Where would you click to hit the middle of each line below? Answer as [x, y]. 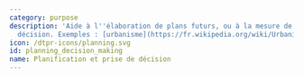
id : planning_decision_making [66, 51]
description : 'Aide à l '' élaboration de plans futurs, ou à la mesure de [151, 26]
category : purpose [44, 17]
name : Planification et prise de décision [90, 59]
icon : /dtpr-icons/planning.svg [70, 43]
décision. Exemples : [58, 34]
